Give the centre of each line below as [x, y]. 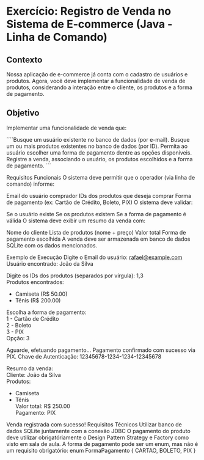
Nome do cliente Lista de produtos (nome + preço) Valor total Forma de [96, 232]
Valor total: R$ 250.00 [42, 406]
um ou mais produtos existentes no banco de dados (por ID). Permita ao [97, 146]
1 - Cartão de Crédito [33, 318]
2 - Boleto [19, 325]
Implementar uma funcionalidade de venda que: [67, 128]
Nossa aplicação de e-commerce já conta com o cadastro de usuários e [97, 74]
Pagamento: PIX [35, 412]
